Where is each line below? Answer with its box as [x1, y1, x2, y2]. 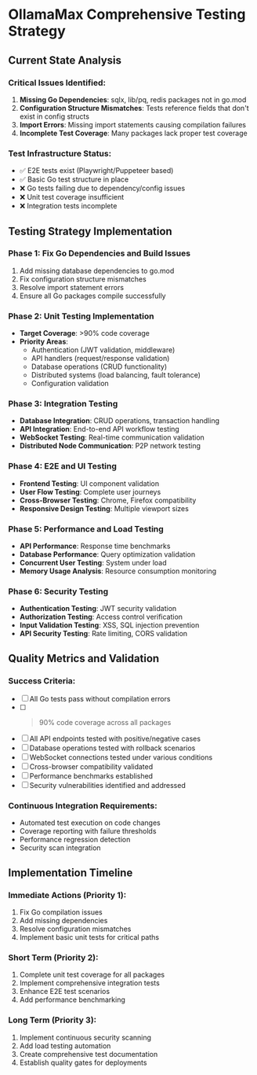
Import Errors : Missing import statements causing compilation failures [19, 120, 247, 129]
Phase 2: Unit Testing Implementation [8, 311, 154, 322]
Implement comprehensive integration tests [19, 978, 161, 988]
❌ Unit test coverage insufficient [19, 193, 125, 202]
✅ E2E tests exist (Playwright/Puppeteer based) [19, 166, 174, 175]
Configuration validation [31, 379, 110, 388]
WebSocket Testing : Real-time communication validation [19, 433, 205, 442]
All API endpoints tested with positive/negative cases [29, 734, 201, 744]
